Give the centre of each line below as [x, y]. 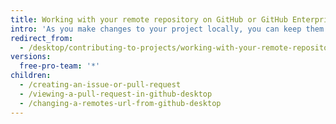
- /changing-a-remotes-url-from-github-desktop [120, 103]
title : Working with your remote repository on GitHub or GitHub [149, 19]
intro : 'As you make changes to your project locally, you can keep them [167, 29]
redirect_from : [42, 38]
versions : [31, 57]
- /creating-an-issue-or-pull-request [100, 85]
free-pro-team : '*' [60, 66]
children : [31, 76]
